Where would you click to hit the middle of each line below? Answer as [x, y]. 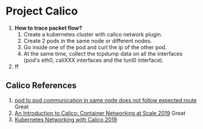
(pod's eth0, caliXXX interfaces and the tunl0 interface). [94, 60]
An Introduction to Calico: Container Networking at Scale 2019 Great [100, 113]
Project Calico [42, 11]
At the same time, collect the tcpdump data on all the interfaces [103, 53]
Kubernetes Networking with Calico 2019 [66, 119]
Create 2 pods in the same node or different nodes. [88, 41]
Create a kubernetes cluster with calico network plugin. [93, 34]
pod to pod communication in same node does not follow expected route [105, 100]
